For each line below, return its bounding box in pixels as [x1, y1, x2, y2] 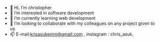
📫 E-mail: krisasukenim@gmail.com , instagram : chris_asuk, [9, 31, 134, 37]
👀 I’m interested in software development [9, 10, 94, 16]
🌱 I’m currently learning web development [9, 15, 96, 21]
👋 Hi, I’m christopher [9, 5, 52, 10]
